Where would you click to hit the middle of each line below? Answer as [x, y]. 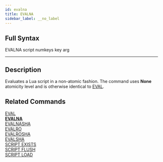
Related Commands [35, 102]
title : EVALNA [19, 14]
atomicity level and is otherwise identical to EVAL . [55, 86]
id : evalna [16, 9]
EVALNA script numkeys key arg [37, 50]
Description [23, 70]
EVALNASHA [18, 124]
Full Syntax [22, 38]
